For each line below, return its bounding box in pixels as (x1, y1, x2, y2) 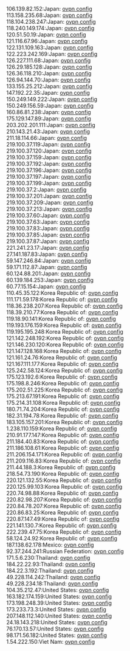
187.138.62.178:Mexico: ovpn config (6, 541, 94, 548)
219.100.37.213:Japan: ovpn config (6, 205, 92, 212)
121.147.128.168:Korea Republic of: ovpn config (6, 348, 121, 354)
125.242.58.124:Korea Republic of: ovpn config (6, 367, 123, 374)
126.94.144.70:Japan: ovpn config (6, 76, 91, 83)
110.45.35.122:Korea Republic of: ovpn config (6, 289, 118, 297)
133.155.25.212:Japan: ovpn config (6, 83, 93, 90)
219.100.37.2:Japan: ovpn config (6, 186, 87, 193)
